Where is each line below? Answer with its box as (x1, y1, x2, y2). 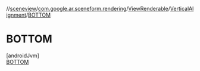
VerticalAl (170, 5, 194, 12)
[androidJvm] (6, 52, 40, 59)
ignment (6, 11, 27, 18)
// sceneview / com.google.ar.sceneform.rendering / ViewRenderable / (6, 5, 171, 12)
